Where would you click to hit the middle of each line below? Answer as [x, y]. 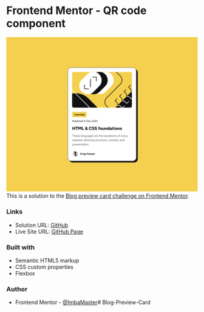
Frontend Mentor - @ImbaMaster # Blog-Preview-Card [83, 302]
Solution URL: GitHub [42, 225]
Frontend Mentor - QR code [76, 11]
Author [17, 289]
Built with [21, 247]
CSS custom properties [44, 267]
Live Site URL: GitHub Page [49, 231]
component [36, 23]
